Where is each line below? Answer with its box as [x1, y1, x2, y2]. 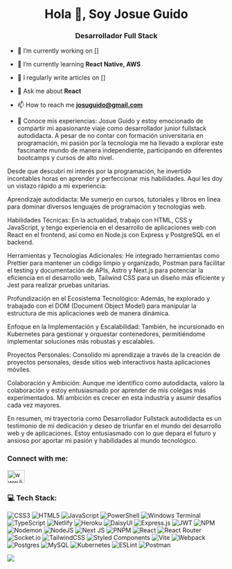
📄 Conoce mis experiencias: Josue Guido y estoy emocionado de [17, 117, 204, 125]
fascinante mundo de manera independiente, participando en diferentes [17, 146, 223, 155]
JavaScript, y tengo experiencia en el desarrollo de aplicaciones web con [7, 223, 217, 231]
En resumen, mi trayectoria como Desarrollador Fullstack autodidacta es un [7, 414, 222, 423]
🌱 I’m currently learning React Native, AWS [17, 60, 141, 69]
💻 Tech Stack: [7, 493, 57, 502]
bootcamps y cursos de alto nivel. [17, 154, 114, 162]
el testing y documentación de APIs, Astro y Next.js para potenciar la [7, 266, 204, 274]
